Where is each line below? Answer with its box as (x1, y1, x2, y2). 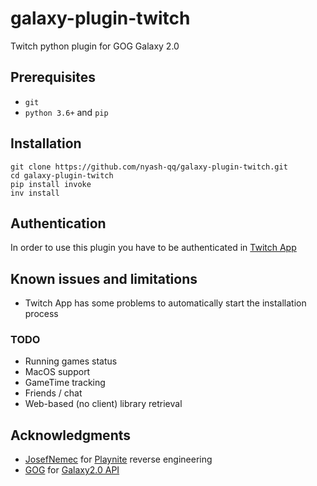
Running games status (24, 355, 118, 367)
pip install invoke (10, 179, 92, 189)
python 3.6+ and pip (24, 106, 109, 118)
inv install (10, 188, 60, 198)
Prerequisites (10, 69, 96, 86)
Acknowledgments (10, 427, 132, 444)
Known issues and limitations (10, 270, 198, 287)
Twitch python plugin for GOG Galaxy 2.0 (10, 40, 180, 52)
